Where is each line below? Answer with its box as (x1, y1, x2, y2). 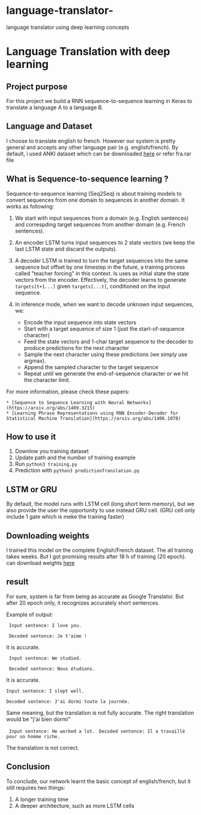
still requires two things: (6, 784, 65, 791)
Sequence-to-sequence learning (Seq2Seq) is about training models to (6, 190, 182, 197)
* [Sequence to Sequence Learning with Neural (6, 399, 125, 405)
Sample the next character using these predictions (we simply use (23, 351, 188, 358)
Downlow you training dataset (14, 448, 89, 455)
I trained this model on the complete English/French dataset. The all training (6, 546, 193, 554)
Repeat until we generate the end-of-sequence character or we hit (23, 370, 189, 377)
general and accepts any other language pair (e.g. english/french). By (6, 143, 179, 151)
